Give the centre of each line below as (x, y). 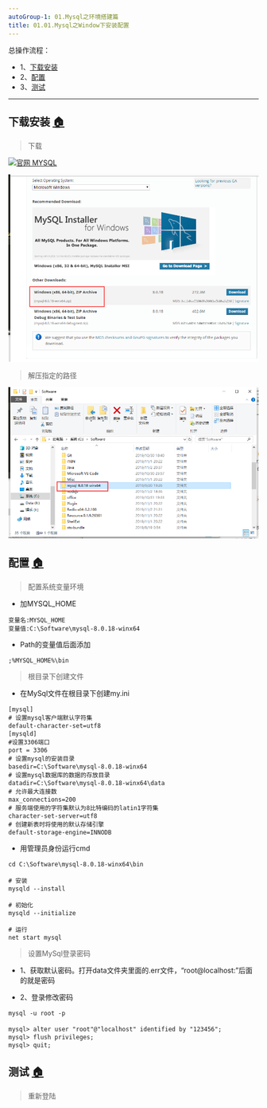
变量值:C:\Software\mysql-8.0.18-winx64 (74, 629)
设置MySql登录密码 (59, 953)
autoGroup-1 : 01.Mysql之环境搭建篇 (64, 17)
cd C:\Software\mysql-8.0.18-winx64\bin (76, 865)
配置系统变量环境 (56, 587)
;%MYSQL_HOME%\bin (39, 661)
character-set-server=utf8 (53, 816)
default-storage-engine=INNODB (60, 833)
